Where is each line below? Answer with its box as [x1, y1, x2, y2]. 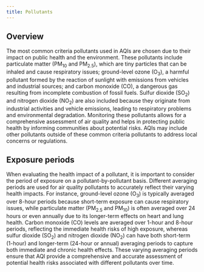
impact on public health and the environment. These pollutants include [6, 54, 183, 61]
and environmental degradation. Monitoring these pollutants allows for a [6, 111, 186, 118]
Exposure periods [6, 155, 75, 165]
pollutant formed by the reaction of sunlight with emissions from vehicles [6, 76, 189, 84]
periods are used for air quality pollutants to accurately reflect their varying [6, 183, 194, 191]
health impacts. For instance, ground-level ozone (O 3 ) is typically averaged [6, 190, 194, 199]
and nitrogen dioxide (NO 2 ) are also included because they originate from [6, 97, 190, 106]
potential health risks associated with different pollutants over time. [6, 259, 174, 266]
